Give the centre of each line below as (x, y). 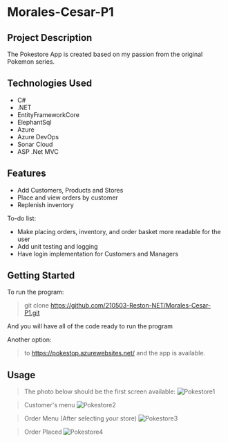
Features (27, 174)
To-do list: (22, 218)
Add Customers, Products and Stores (70, 190)
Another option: (29, 339)
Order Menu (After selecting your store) (80, 418)
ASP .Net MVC (38, 151)
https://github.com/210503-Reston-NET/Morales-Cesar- (131, 306)
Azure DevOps (38, 136)
